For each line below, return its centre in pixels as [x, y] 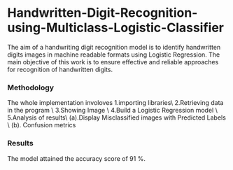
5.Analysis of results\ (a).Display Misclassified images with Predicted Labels [116, 118]
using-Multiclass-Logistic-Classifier [115, 28]
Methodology [31, 87]
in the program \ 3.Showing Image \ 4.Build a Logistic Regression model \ [113, 111]
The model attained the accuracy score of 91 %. [76, 158]
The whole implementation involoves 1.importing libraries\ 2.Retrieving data [115, 103]
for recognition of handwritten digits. [60, 69]
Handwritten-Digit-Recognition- [103, 13]
